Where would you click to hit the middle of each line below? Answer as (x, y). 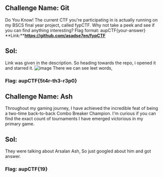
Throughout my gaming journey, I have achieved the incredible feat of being (81, 108)
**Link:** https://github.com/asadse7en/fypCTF (55, 35)
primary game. (20, 124)
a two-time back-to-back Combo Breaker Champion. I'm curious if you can (81, 114)
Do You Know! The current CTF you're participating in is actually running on (81, 20)
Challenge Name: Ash (39, 96)
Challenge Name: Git (37, 8)
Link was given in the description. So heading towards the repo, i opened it (81, 63)
